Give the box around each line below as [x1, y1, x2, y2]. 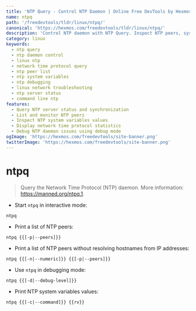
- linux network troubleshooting [11, 85, 93, 91]
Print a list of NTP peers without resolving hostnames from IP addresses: [14, 244, 190, 252]
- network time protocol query [11, 63, 87, 69]
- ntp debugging [11, 80, 51, 86]
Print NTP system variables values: [14, 288, 99, 295]
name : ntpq [6, 14, 33, 20]
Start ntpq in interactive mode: [14, 201, 87, 209]
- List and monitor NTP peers [11, 112, 85, 118]
